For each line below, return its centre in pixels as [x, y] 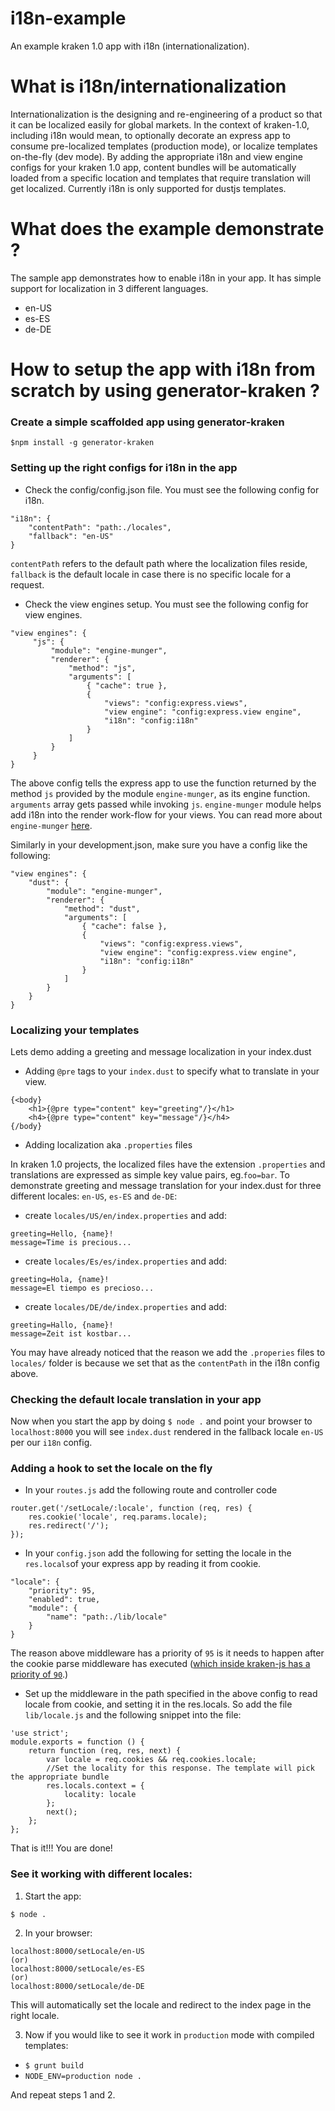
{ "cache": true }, [127, 685]
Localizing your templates [75, 1030]
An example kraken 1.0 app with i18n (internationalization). [130, 46]
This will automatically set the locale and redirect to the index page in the [161, 2004]
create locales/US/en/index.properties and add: [125, 1215]
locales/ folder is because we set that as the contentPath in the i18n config [165, 1363]
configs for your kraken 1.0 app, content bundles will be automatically [153, 167]
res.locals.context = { [95, 1786]
